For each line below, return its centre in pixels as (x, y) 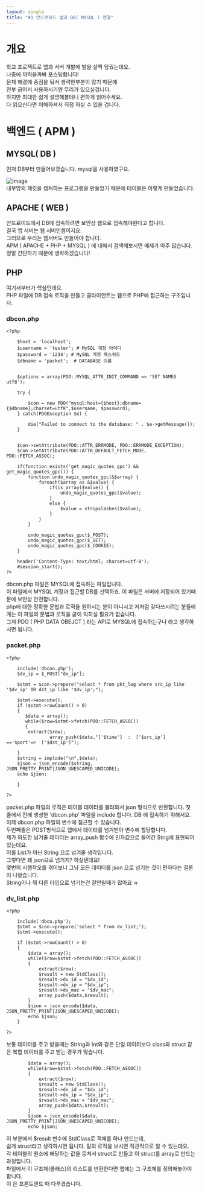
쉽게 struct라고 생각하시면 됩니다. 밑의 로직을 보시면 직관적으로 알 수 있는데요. (98, 1146)
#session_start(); (40, 567)
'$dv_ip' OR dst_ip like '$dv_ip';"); (55, 689)
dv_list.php (23, 898)
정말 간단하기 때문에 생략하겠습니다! (48, 253)
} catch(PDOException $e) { (52, 414)
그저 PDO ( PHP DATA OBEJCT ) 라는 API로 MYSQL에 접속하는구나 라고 (92, 622)
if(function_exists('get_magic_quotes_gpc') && (78, 467)
